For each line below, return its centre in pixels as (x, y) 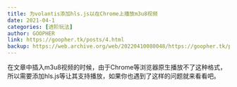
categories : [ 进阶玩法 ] (40, 27)
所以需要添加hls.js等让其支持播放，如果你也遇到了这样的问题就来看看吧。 (114, 76)
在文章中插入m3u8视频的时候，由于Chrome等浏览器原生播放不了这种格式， (117, 67)
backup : (19, 46)
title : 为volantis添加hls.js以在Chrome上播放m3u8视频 (83, 14)
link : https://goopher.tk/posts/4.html (66, 40)
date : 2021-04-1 (31, 20)
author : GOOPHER (31, 33)
